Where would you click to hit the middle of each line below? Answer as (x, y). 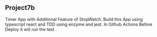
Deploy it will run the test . (31, 29)
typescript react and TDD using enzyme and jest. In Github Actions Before (79, 24)
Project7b (20, 8)
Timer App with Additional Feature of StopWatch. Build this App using (74, 19)
